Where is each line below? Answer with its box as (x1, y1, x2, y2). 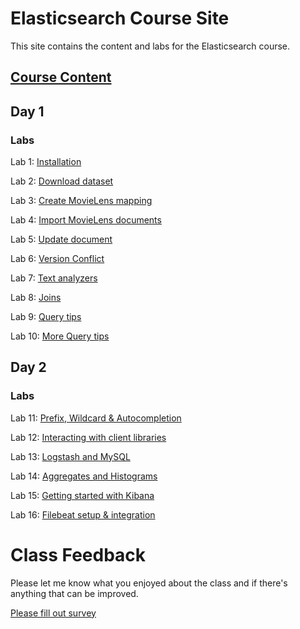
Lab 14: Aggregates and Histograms (10, 470, 158, 482)
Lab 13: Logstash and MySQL (10, 450, 131, 462)
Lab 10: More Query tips (10, 330, 110, 342)
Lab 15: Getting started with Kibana (10, 489, 155, 501)
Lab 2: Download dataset (10, 175, 114, 187)
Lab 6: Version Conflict (10, 253, 105, 265)
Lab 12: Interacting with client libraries (10, 431, 167, 443)
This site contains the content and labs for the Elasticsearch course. (10, 40, 291, 52)
